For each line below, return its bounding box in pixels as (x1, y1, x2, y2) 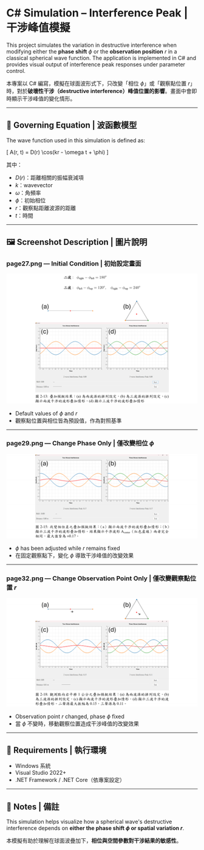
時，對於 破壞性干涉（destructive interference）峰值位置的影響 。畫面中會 (6, 87, 192, 94)
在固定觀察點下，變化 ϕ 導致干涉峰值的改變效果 (15, 552, 134, 559)
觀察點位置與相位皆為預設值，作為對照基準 (15, 417, 122, 424)
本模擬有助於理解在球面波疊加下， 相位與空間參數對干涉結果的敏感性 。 (6, 837, 182, 845)
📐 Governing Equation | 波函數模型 (6, 120, 137, 131)
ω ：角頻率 (15, 189, 41, 196)
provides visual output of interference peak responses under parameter (6, 61, 186, 68)
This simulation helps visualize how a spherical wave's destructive (6, 818, 172, 826)
